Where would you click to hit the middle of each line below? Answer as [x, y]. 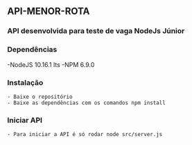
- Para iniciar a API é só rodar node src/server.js [85, 135]
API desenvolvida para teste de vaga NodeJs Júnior [96, 31]
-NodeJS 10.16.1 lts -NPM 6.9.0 [51, 64]
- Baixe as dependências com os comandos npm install [87, 103]
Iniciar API [25, 120]
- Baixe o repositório [40, 97]
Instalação [25, 82]
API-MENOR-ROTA [49, 11]
